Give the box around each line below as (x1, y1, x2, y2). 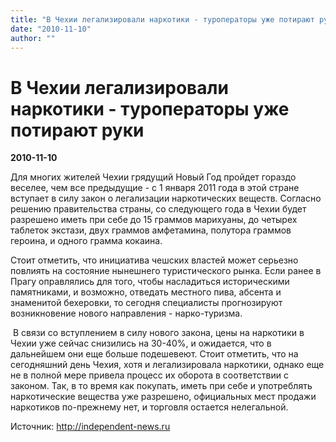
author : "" (10, 33, 56, 43)
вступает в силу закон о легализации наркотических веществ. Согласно (10, 192, 322, 205)
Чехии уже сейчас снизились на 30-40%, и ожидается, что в (10, 337, 272, 350)
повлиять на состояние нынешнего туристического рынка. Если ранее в (10, 265, 322, 277)
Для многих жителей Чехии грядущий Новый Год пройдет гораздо (10, 171, 297, 183)
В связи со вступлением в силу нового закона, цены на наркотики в (12, 327, 305, 339)
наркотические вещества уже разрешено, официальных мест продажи (10, 391, 317, 403)
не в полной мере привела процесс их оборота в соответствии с (10, 369, 289, 381)
